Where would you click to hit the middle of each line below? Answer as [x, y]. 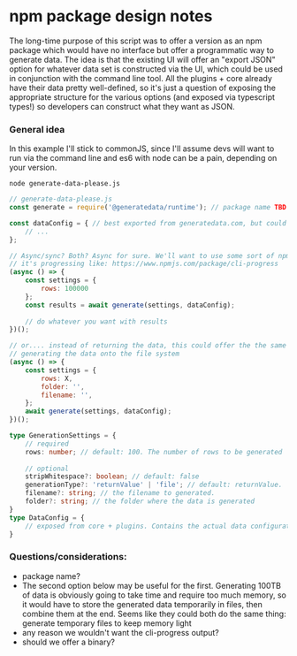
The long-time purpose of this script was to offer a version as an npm [136, 41]
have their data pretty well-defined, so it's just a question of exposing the [143, 88]
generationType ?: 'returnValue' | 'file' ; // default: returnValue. [154, 485]
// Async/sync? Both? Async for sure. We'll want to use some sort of [142, 256]
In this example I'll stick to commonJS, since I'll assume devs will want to [142, 149]
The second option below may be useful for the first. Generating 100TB [151, 585]
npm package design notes [111, 16]
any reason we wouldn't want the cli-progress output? [120, 632]
